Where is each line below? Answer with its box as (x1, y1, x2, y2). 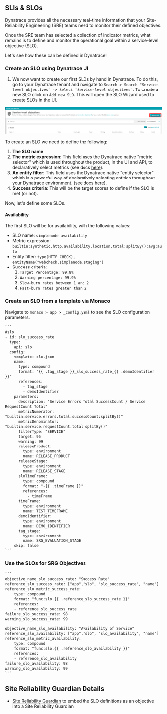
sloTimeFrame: (18, 473, 48, 479)
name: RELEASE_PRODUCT (23, 453, 70, 459)
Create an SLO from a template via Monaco (5, 298, 111, 305)
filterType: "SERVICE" (18, 429, 66, 434)
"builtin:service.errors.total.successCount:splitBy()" (5, 414, 123, 419)
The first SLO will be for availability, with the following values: (5, 223, 131, 229)
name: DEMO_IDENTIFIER (23, 523, 70, 529)
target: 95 (18, 434, 41, 439)
